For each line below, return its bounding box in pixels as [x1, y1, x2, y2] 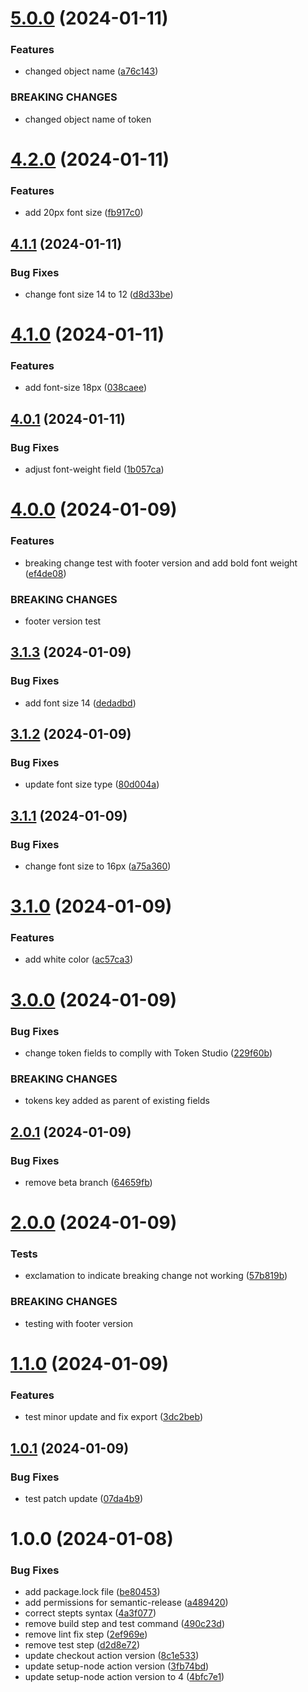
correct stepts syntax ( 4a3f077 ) [24, 1607, 157, 1619]
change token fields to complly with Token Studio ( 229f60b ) [24, 1047, 273, 1059]
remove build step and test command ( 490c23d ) [24, 1618, 225, 1630]
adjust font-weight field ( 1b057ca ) [24, 463, 165, 476]
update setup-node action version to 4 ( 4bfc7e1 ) [24, 1671, 225, 1683]
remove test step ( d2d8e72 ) [24, 1639, 141, 1651]
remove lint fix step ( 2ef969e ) [24, 1628, 148, 1641]
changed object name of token [24, 113, 152, 125]
